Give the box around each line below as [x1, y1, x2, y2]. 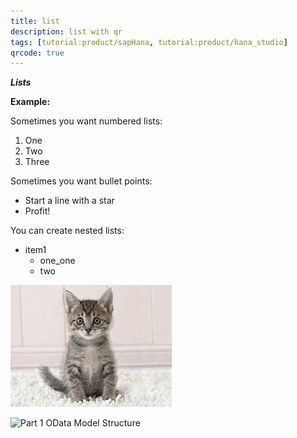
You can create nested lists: [10, 225, 125, 237]
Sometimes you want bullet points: [10, 175, 153, 187]
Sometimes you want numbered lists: [10, 115, 163, 127]
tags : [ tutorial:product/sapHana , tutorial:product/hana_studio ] [10, 37, 288, 47]
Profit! [24, 205, 51, 217]
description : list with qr [10, 26, 123, 37]
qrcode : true [10, 48, 65, 58]
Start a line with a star [24, 195, 115, 207]
